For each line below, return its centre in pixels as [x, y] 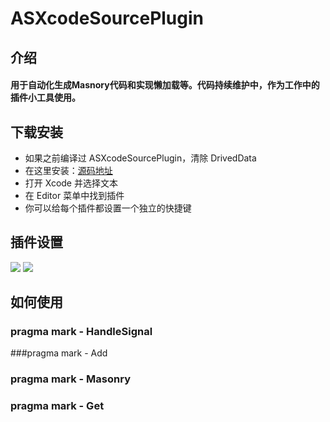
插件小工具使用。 [45, 98]
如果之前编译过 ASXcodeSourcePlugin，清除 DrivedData [140, 158]
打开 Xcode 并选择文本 [71, 183]
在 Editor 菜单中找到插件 [74, 195]
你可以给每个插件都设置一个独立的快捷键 [108, 208]
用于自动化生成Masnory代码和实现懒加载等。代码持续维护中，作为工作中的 [165, 85]
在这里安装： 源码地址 [68, 170]
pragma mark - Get [57, 406]
